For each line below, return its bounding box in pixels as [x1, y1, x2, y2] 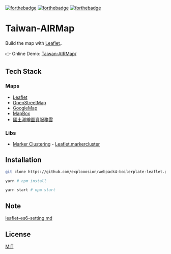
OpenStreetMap [12, 99, 47, 105]
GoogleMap [12, 105, 38, 111]
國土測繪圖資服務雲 [12, 116, 53, 122]
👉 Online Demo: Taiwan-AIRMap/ [5, 50, 77, 57]
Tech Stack [5, 67, 42, 76]
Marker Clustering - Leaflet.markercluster [12, 140, 100, 147]
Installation [5, 156, 42, 164]
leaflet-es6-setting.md [5, 215, 52, 221]
